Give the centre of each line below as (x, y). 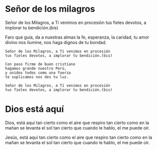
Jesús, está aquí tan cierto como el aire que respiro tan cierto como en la (79, 137)
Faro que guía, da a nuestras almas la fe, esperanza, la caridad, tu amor (77, 37)
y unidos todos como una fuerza (38, 73)
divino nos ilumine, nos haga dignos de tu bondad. (56, 42)
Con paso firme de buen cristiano (40, 64)
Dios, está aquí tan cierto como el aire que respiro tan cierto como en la (77, 123)
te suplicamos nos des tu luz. (37, 77)
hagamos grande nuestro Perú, (36, 68)
